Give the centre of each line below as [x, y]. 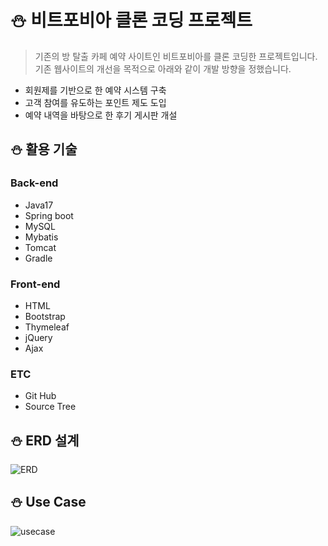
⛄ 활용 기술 [44, 149]
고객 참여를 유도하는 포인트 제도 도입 [95, 102]
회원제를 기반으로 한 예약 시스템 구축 [95, 90]
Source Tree [50, 407]
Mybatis [41, 237]
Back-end [34, 183]
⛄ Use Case [48, 502]
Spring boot [49, 215]
